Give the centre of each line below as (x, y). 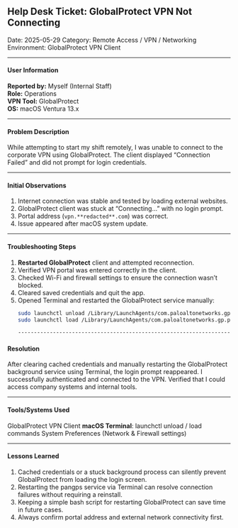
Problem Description (38, 131)
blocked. (30, 285)
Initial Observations (37, 185)
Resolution (24, 348)
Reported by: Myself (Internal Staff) (59, 86)
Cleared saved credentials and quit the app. (81, 292)
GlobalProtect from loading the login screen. (82, 479)
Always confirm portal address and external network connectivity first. (121, 517)
